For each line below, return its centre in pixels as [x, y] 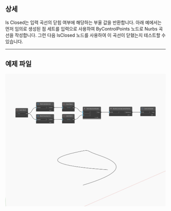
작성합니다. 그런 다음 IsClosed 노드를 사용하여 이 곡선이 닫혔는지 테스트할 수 [90, 35]
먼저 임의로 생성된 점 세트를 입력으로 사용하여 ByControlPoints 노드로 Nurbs [81, 29]
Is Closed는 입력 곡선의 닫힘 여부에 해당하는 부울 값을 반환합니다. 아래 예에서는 [83, 22]
